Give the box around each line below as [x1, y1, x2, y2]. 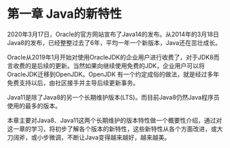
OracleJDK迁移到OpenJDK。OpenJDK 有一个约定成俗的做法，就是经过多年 [7, 70, 220, 78]
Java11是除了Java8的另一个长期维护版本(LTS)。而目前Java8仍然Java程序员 [7, 93, 220, 101]
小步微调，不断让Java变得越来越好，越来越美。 [36, 133, 171, 141]
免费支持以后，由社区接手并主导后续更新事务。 [7, 78, 139, 87]
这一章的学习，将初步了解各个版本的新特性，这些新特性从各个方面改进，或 [7, 124, 217, 133]
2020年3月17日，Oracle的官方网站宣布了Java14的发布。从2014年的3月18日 [7, 30, 219, 38]
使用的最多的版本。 [7, 102, 62, 110]
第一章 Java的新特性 [7, 6, 122, 22]
